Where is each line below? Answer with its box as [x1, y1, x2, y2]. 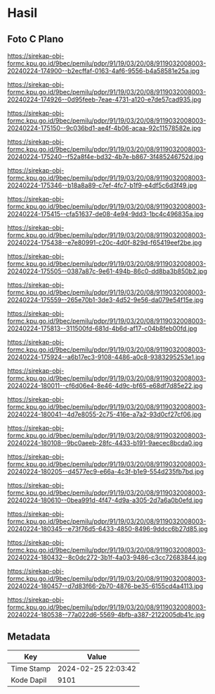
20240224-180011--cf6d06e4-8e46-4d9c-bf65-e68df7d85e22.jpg [7, 382, 203, 390]
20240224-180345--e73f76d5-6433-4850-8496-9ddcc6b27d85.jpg [7, 525, 209, 533]
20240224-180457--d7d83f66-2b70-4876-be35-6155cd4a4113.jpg [7, 582, 204, 590]
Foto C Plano [7, 33, 64, 45]
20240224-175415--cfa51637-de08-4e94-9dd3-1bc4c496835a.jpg [7, 210, 204, 218]
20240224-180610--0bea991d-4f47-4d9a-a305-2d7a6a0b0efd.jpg [7, 496, 203, 504]
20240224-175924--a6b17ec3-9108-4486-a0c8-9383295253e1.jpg [7, 353, 205, 361]
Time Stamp [11, 664, 51, 674]
